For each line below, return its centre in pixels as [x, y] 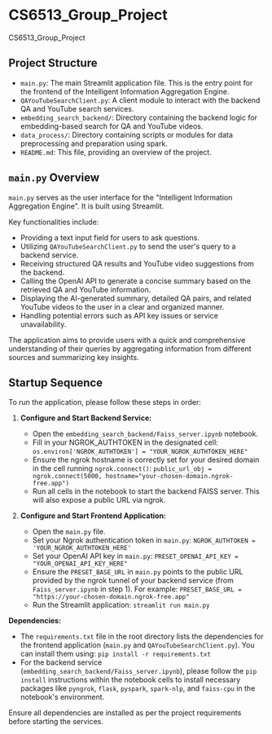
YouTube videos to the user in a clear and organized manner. [122, 306]
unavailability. [43, 324]
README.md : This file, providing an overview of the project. [116, 152]
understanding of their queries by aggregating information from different [130, 349]
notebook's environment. [62, 697]
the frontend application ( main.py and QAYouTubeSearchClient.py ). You [137, 645]
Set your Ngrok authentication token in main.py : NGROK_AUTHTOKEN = [144, 540]
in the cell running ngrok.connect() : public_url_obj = [122, 468]
